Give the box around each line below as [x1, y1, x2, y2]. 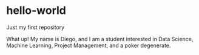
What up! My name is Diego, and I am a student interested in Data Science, [6, 35, 194, 42]
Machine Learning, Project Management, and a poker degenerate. [6, 42, 171, 49]
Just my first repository [6, 24, 65, 31]
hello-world [6, 4, 67, 18]
